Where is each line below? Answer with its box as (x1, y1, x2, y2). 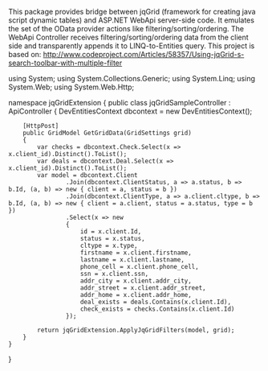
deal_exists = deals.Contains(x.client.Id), (79, 298, 231, 306)
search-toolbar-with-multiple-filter (8, 58, 123, 68)
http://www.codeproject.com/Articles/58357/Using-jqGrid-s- (43, 50, 245, 59)
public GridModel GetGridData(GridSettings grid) (22, 129, 193, 137)
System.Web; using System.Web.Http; (8, 82, 135, 92)
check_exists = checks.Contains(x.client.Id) (79, 305, 235, 313)
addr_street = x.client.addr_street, (79, 284, 206, 292)
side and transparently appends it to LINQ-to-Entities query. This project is (8, 41, 255, 51)
